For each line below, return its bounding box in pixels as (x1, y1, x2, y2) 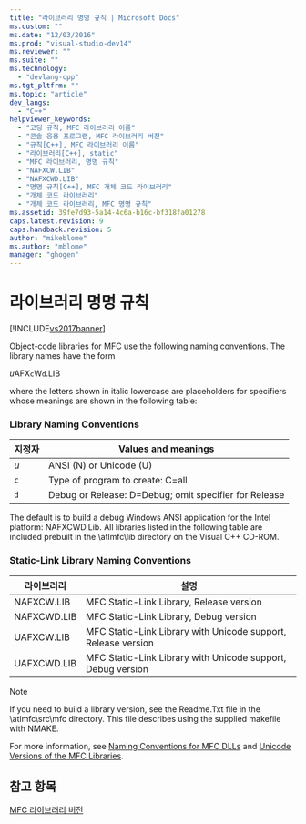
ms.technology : (9, 65, 67, 74)
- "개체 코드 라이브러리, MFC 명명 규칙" (17, 199, 152, 209)
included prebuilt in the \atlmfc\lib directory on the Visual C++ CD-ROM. (9, 532, 280, 543)
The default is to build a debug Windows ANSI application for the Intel (9, 512, 271, 524)
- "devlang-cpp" (17, 73, 79, 82)
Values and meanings (117, 443, 215, 455)
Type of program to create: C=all (48, 474, 189, 487)
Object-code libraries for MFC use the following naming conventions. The (9, 341, 285, 351)
